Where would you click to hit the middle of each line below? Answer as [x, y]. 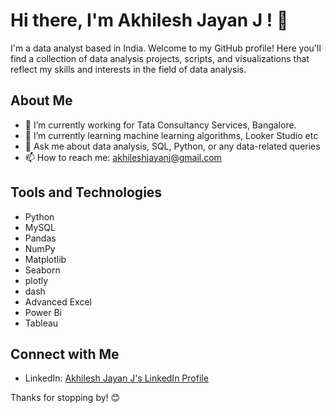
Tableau [41, 323]
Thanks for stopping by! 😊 [65, 398]
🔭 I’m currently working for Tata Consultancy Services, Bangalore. [160, 125]
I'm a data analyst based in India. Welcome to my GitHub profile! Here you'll [166, 48]
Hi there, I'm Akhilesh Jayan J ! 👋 [149, 20]
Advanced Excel [58, 301]
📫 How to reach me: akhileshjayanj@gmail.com [123, 157]
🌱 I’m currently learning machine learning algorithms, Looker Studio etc [171, 135]
